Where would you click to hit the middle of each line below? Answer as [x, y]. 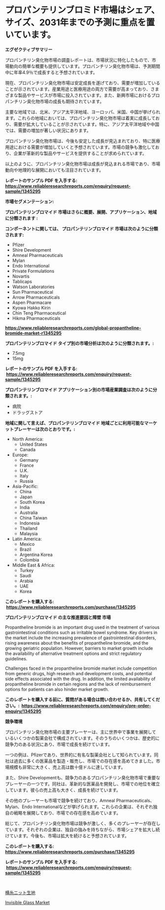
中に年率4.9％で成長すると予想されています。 [51, 72]
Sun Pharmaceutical [33, 292]
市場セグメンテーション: [30, 201]
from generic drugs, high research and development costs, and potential [79, 673]
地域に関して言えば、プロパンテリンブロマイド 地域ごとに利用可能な [75, 423]
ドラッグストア [27, 412]
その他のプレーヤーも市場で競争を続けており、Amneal [60, 800]
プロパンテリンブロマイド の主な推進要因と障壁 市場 [58, 617]
